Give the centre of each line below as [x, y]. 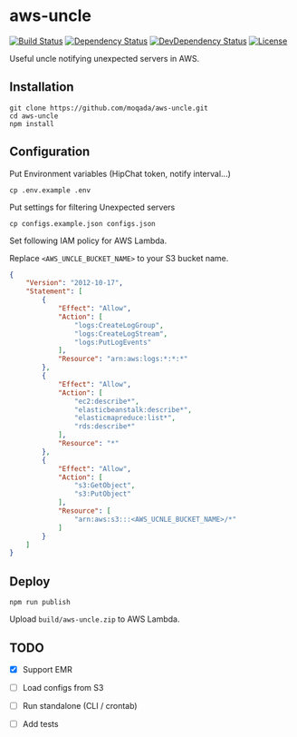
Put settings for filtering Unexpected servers [92, 207]
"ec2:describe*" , [107, 401]
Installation [42, 87]
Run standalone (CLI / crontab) [80, 706]
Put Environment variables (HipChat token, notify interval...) [120, 173]
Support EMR [47, 669]
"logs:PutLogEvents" [113, 342]
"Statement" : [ [54, 291]
